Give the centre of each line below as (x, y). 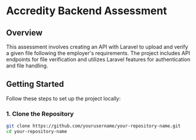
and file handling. (27, 66)
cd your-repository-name (37, 131)
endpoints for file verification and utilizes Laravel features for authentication (98, 59)
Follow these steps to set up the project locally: (63, 98)
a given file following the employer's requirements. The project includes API (98, 53)
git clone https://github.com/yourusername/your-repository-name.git (94, 126)
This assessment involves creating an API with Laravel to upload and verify (97, 47)
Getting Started (35, 84)
